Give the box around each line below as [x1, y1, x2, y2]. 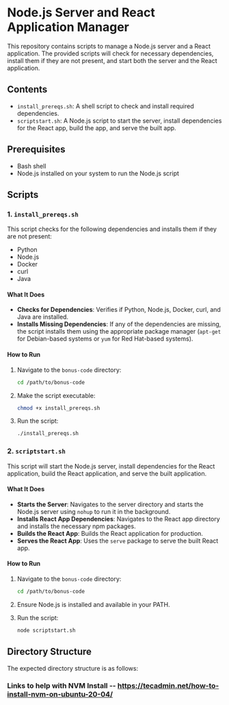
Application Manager [7, 19, 130, 35]
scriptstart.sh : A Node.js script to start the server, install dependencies [16, 116, 222, 125]
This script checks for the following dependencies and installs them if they [7, 225, 217, 234]
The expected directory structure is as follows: [7, 664, 139, 672]
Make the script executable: [16, 391, 96, 399]
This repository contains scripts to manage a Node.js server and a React [7, 42, 211, 50]
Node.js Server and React [7, 5, 155, 21]
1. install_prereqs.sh [7, 209, 79, 219]
